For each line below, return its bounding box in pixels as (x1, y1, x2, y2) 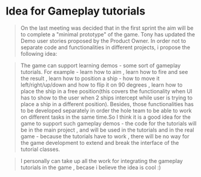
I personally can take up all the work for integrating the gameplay (20, 157, 183, 164)
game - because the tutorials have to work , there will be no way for (20, 132, 189, 140)
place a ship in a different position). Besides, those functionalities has (20, 100, 194, 107)
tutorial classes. (20, 145, 61, 153)
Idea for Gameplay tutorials (5, 4, 146, 18)
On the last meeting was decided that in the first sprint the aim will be (20, 24, 194, 32)
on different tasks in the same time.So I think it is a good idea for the (20, 113, 191, 121)
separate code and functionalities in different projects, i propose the (20, 44, 191, 51)
